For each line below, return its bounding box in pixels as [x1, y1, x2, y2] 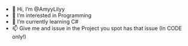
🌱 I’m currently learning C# [11, 18, 79, 25]
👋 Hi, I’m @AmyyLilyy [11, 6, 65, 12]
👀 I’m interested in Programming [11, 12, 92, 19]
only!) [11, 33, 26, 40]
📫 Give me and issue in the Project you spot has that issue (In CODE [11, 25, 182, 32]
